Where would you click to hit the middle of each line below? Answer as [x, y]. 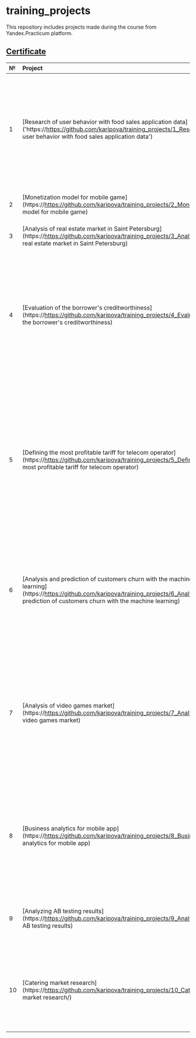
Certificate [26, 52]
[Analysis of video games [57, 705]
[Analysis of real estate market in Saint [75, 228]
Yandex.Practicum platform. [39, 33]
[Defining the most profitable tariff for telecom [85, 452]
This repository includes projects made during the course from [81, 27]
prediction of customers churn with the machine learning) [101, 601]
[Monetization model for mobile [65, 197]
